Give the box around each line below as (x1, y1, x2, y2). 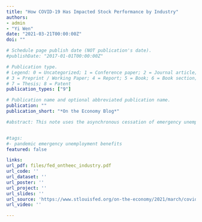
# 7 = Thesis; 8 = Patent (6, 80, 71, 87)
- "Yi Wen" (6, 25, 34, 32)
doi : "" (6, 37, 26, 43)
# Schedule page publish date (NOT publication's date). (6, 47, 152, 54)
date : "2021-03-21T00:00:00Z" (6, 31, 82, 37)
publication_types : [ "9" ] (6, 86, 71, 92)
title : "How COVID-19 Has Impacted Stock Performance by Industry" (6, 8, 179, 15)
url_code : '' (6, 169, 39, 175)
